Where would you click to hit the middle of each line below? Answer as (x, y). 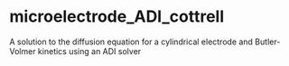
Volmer (23, 51)
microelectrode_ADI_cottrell (117, 17)
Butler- (267, 42)
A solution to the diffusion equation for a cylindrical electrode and (131, 42)
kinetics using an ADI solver (89, 51)
